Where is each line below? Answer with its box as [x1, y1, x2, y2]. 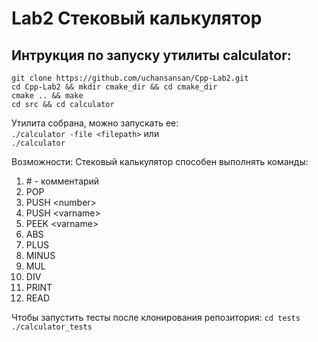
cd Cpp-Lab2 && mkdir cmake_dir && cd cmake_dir [11, 82, 218, 92]
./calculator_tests [11, 322, 93, 332]
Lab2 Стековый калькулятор [11, 7, 263, 30]
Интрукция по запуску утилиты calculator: [11, 47, 292, 64]
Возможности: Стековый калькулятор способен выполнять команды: [11, 156, 309, 167]
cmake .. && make [11, 91, 84, 101]
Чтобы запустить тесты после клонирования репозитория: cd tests [11, 312, 301, 323]
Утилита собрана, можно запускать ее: [11, 117, 179, 129]
